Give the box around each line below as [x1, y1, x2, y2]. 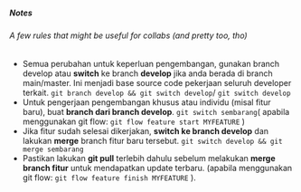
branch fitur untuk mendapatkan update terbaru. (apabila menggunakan [22, 162, 293, 173]
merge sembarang [22, 145, 84, 154]
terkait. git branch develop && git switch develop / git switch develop [22, 87, 291, 98]
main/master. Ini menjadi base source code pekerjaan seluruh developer [22, 77, 292, 88]
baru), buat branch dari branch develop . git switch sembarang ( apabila [22, 106, 290, 117]
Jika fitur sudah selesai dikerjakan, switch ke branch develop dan [22, 125, 269, 136]
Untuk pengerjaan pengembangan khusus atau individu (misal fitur [22, 96, 271, 108]
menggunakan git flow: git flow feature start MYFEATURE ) [22, 116, 246, 127]
